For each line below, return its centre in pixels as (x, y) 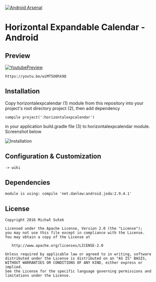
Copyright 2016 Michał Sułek (35, 220)
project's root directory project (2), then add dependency (63, 108)
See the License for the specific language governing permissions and (78, 271)
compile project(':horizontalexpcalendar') (50, 117)
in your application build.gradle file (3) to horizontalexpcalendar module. (78, 126)
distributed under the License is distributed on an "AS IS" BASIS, (76, 259)
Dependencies (28, 183)
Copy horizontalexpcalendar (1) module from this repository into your (74, 103)
